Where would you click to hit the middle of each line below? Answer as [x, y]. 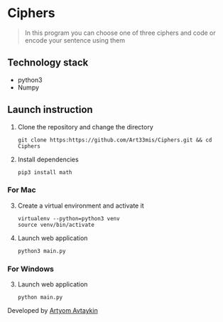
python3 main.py [42, 251]
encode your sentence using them [75, 40]
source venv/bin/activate [56, 225]
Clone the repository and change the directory [86, 127]
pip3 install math [45, 172]
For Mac [22, 190]
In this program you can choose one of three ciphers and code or [120, 33]
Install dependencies [48, 159]
